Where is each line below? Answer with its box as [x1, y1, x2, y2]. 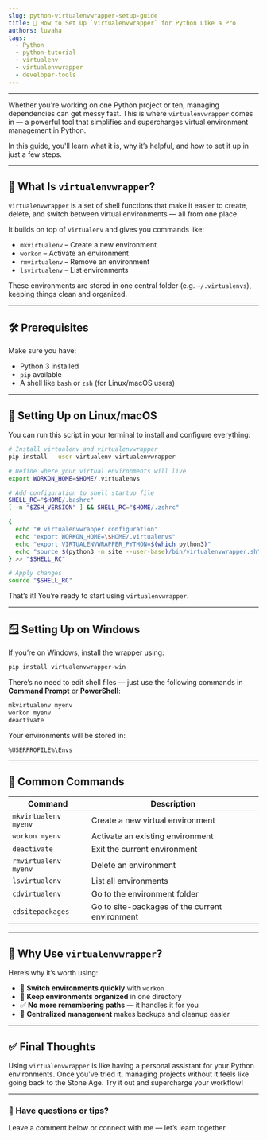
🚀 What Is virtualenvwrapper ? [8, 180, 156, 193]
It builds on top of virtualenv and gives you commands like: [8, 224, 205, 235]
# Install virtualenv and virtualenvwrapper [8, 445, 158, 453]
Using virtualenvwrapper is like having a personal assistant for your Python [8, 1060, 254, 1070]
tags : [8, 33, 26, 42]
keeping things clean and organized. [8, 290, 128, 299]
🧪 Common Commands [8, 775, 125, 788]
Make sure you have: [8, 346, 77, 356]
